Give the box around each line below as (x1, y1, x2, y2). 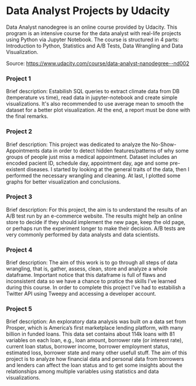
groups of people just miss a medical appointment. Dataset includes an (6, 153, 177, 160)
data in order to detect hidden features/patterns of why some (40, 147, 189, 154)
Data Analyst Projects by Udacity (6, 4, 170, 18)
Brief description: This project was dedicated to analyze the (6, 141, 150, 148)
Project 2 (6, 127, 32, 136)
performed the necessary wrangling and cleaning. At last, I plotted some (6, 172, 181, 179)
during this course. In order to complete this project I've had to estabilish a (6, 284, 185, 291)
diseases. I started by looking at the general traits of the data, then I (26, 165, 190, 172)
